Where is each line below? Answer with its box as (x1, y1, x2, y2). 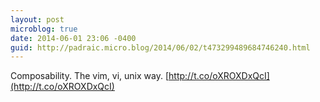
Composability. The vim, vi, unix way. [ (10, 70, 170, 82)
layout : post (10, 14, 65, 25)
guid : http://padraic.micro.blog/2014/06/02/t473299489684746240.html (10, 42, 311, 53)
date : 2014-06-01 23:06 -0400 (10, 33, 137, 43)
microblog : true (10, 24, 78, 34)
